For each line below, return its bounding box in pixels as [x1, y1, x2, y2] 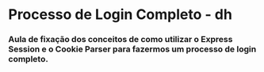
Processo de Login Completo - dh [8, 6, 232, 24]
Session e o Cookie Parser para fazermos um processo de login [8, 44, 257, 55]
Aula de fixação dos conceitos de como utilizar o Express [8, 34, 233, 45]
